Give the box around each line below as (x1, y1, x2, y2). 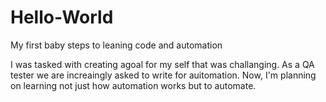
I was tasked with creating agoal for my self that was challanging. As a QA (10, 58, 315, 70)
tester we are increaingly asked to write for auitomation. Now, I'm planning (10, 69, 317, 81)
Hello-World (10, 6, 114, 29)
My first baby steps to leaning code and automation (10, 39, 223, 51)
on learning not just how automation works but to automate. (10, 79, 257, 91)
